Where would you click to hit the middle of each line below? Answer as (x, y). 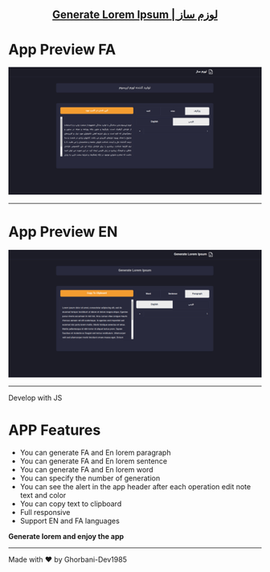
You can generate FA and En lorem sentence (93, 461)
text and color (43, 496)
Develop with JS (35, 398)
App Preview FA (62, 49)
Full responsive (45, 513)
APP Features (55, 430)
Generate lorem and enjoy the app (66, 537)
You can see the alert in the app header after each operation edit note (135, 487)
